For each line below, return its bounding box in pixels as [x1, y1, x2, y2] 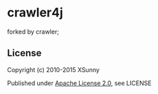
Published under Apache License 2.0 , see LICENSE [7, 79, 152, 87]
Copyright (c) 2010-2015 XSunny [7, 65, 100, 73]
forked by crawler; [7, 27, 60, 36]
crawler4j [7, 5, 63, 21]
